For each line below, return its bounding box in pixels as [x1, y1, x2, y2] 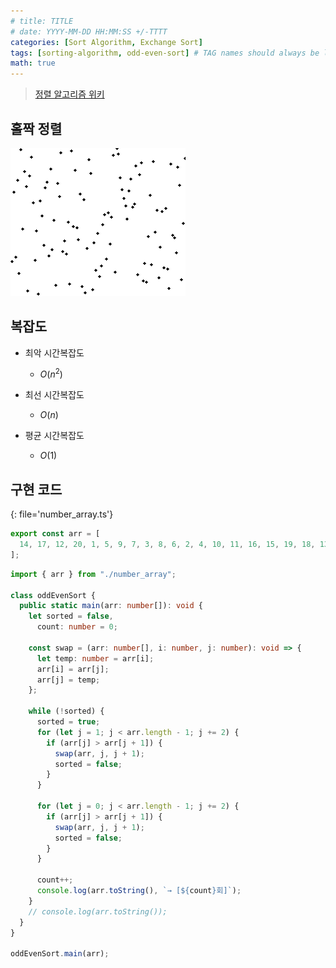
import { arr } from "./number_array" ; [10, 569, 177, 579]
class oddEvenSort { [10, 590, 97, 600]
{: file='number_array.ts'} [10, 508, 114, 520]
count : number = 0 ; [36, 622, 118, 632]
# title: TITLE [10, 16, 74, 26]
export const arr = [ [10, 529, 101, 539]
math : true [10, 58, 56, 69]
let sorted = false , [28, 611, 114, 622]
